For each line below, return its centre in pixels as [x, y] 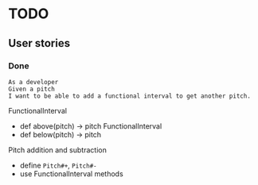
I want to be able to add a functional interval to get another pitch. [129, 96]
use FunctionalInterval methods [71, 173]
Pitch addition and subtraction [58, 150]
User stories [39, 43]
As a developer [33, 82]
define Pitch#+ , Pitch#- [58, 165]
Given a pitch [32, 89]
